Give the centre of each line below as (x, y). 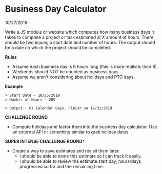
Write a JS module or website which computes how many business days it (80, 32)
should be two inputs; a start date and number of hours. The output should (80, 42)
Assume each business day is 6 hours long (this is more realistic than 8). (85, 66)
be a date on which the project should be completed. (58, 47)
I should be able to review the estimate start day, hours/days (80, 161)
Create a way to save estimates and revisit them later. (66, 151)
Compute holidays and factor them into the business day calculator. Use (84, 127)
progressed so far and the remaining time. (61, 166)
